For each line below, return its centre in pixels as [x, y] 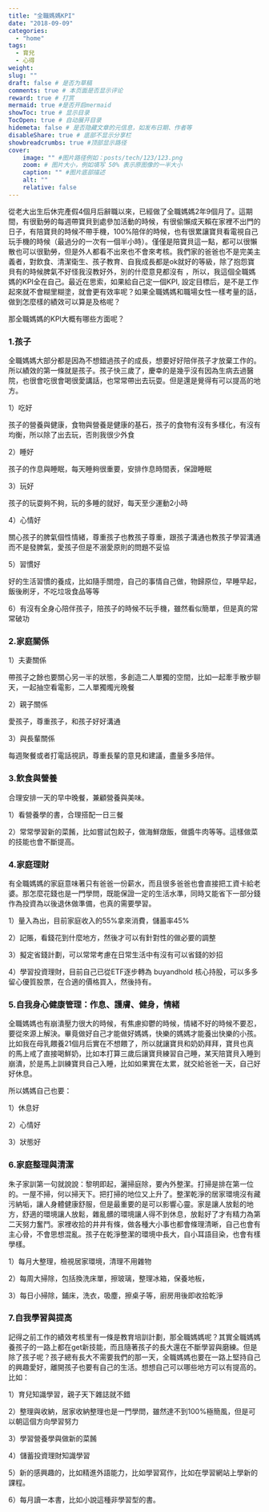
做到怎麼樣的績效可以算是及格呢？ [64, 301]
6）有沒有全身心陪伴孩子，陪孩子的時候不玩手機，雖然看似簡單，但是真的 [130, 609]
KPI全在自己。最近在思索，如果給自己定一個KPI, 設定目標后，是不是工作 [141, 281]
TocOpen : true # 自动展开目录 [55, 120]
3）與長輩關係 [32, 739]
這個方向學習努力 [50, 1421]
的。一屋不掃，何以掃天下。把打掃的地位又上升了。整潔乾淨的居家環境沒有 [131, 1194]
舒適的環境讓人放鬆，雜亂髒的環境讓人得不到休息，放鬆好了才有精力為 [138, 1214]
